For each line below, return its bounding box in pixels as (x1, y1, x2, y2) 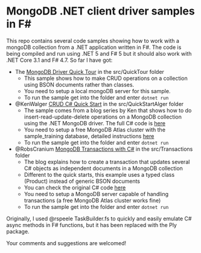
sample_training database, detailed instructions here (24, 132, 155, 140)
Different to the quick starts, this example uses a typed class (24, 171, 175, 178)
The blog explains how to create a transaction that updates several (24, 158, 190, 165)
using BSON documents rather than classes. (24, 80, 135, 88)
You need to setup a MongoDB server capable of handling (24, 190, 169, 197)
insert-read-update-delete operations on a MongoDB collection (24, 113, 182, 120)
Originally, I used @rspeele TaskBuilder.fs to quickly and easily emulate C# (6, 215, 192, 222)
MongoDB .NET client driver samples (6, 4, 195, 18)
